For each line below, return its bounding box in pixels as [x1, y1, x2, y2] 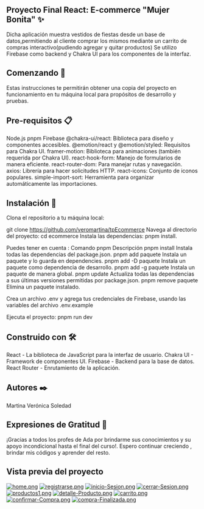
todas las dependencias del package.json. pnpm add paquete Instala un [6, 251, 187, 258]
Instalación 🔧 [6, 198, 57, 208]
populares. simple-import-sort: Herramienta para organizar [6, 174, 154, 181]
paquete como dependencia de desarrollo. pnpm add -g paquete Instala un [6, 264, 195, 271]
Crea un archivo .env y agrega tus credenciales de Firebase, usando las [6, 295, 186, 302]
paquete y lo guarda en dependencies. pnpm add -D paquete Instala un [6, 257, 186, 265]
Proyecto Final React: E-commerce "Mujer [6, 5, 170, 15]
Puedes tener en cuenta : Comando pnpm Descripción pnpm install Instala [6, 244, 193, 252]
